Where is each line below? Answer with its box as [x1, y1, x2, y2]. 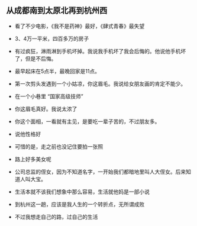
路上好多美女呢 [14, 156, 51, 163]
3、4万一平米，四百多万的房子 [14, 35, 89, 42]
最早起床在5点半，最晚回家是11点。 [14, 67, 101, 75]
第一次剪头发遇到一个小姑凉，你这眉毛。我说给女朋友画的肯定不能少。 [14, 80, 186, 87]
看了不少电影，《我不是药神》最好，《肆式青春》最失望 [14, 22, 145, 30]
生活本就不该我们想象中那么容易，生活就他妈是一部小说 [14, 188, 150, 195]
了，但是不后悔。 [14, 55, 57, 62]
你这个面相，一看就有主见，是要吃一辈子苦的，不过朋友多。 [14, 118, 160, 125]
